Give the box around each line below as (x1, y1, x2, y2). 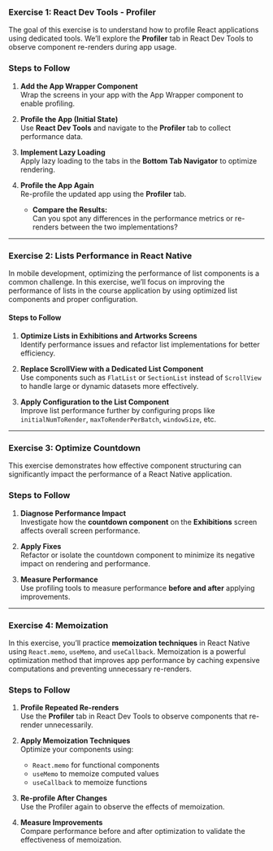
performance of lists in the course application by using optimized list (8, 286, 238, 295)
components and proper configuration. (8, 294, 138, 303)
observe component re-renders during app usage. (8, 42, 177, 52)
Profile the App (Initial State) (19, 114, 119, 124)
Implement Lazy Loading (19, 147, 106, 157)
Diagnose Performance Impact (19, 508, 127, 518)
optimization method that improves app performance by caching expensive (8, 655, 260, 665)
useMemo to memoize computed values (32, 769, 160, 779)
